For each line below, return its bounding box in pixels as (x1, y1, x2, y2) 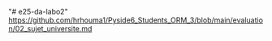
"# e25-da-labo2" (8, 7, 68, 16)
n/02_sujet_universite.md (8, 24, 93, 33)
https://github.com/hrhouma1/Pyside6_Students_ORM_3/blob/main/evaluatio (8, 15, 264, 25)
